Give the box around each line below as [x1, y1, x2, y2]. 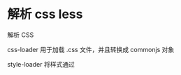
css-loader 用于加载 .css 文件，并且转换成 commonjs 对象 [7, 45, 175, 53]
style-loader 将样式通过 [7, 60, 75, 68]
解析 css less [7, 6, 83, 22]
